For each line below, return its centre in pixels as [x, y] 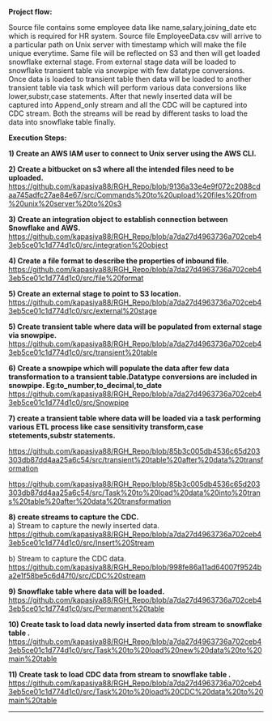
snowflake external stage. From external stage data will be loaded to [122, 62]
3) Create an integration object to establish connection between [118, 219]
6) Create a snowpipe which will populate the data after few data [119, 368]
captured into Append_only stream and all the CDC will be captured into [128, 105]
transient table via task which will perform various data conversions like [127, 87]
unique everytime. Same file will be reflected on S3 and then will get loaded [134, 53]
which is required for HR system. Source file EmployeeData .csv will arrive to [135, 36]
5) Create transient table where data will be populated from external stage [135, 326]
